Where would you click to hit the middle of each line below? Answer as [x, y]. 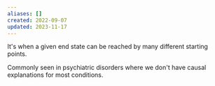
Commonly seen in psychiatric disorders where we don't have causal [107, 68]
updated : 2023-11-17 [37, 27]
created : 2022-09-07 [37, 20]
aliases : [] [25, 14]
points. [17, 54]
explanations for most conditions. [55, 75]
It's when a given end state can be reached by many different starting [108, 47]
